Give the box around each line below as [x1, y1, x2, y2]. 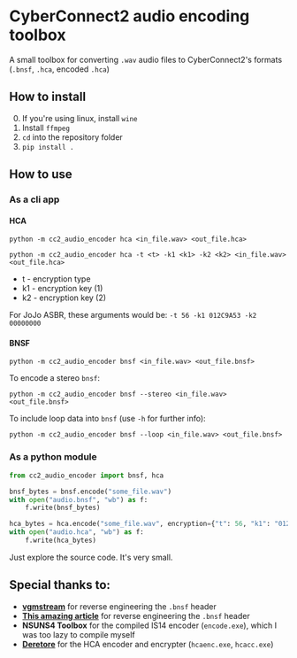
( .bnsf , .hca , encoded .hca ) [9, 64, 110, 74]
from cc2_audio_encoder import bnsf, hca [9, 471, 164, 480]
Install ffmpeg [21, 122, 71, 133]
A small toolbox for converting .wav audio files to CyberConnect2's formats [9, 54, 283, 65]
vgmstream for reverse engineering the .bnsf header [21, 600, 217, 612]
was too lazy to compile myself [21, 629, 135, 639]
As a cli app [9, 193, 60, 205]
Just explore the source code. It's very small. [9, 552, 173, 562]
